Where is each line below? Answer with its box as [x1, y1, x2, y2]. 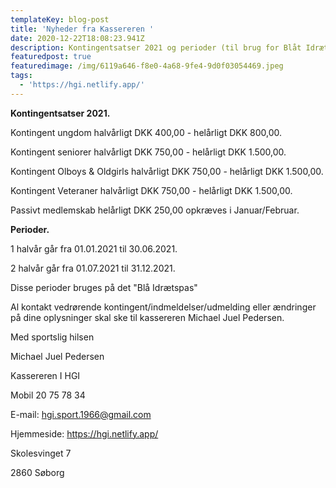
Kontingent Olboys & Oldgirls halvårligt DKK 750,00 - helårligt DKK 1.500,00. [10, 165, 324, 177]
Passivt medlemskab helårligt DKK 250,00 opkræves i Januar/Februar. [10, 204, 300, 216]
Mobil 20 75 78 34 [10, 389, 86, 401]
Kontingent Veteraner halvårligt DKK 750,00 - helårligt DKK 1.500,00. [10, 184, 293, 196]
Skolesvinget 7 [10, 447, 72, 459]
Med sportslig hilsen [10, 331, 95, 343]
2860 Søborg [10, 466, 65, 478]
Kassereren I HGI [10, 369, 81, 381]
